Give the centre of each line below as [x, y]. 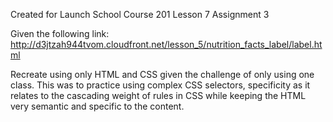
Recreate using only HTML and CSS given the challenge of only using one [162, 74]
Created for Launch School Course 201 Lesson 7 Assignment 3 [140, 14]
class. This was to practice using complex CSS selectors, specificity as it [160, 85]
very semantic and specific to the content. [97, 106]
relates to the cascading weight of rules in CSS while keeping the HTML [158, 95]
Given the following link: [60, 33]
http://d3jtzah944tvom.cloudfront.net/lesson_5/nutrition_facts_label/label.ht [166, 44]
